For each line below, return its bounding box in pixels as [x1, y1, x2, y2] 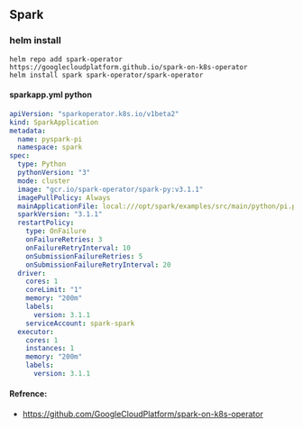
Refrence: [9, 388, 48, 399]
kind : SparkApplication [9, 117, 99, 127]
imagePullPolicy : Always [17, 193, 111, 202]
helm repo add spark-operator [9, 54, 124, 64]
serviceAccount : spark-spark [25, 319, 135, 328]
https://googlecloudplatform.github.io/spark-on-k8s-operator [9, 62, 248, 71]
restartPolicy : [17, 218, 75, 228]
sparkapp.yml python [9, 89, 93, 100]
